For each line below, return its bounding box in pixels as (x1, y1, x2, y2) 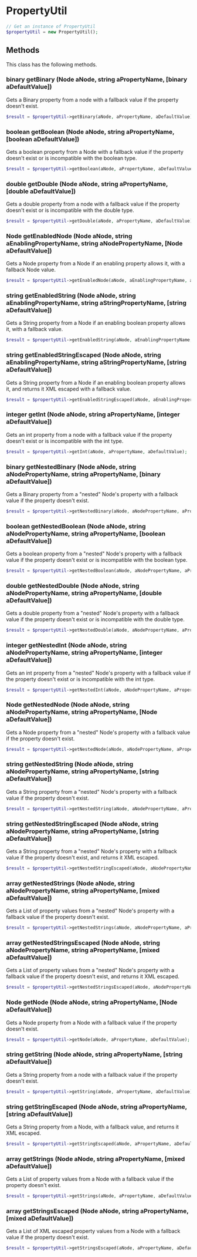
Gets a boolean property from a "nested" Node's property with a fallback (6, 550, 182, 557)
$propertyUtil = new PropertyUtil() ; (6, 29, 98, 35)
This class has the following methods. (6, 60, 97, 68)
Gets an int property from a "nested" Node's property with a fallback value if (6, 669, 191, 676)
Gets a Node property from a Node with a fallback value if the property (6, 1019, 177, 1026)
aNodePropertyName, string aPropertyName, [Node (6, 708, 158, 716)
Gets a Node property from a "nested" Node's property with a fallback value (6, 729, 191, 736)
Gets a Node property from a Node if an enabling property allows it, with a (6, 260, 185, 267)
